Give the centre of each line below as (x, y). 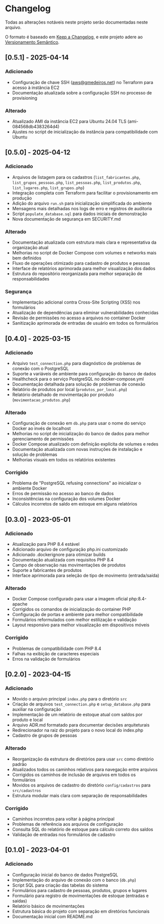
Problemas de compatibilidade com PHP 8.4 (57, 648)
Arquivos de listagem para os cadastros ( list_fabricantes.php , (76, 177)
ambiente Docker (30, 488)
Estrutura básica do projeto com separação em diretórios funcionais (81, 911)
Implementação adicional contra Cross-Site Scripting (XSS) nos (76, 302)
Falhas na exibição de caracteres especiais (56, 653)
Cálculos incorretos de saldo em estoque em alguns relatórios (75, 504)
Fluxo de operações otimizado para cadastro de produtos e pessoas (81, 263)
